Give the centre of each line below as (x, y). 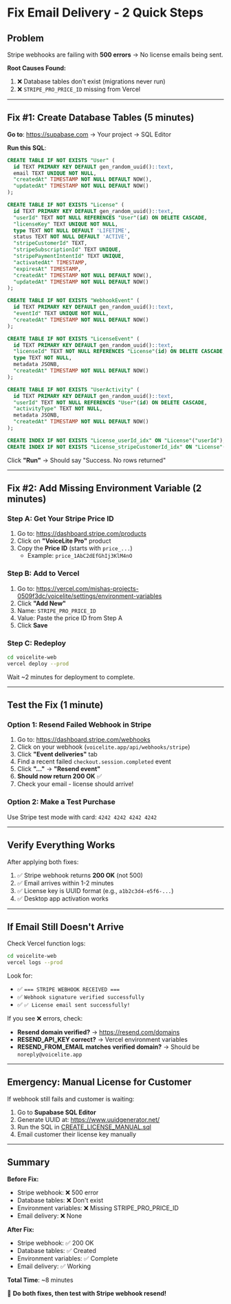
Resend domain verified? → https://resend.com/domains (98, 1032)
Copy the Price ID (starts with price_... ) (75, 548)
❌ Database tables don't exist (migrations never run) (91, 81)
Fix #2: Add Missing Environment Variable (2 (104, 489)
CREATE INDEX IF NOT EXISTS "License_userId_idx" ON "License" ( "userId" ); (117, 440)
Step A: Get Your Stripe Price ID (61, 519)
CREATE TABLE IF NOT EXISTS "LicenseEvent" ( (73, 339)
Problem (26, 38)
